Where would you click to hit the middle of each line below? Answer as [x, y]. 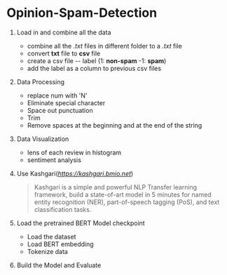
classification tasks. [63, 209]
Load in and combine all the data [64, 32]
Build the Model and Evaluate [59, 265]
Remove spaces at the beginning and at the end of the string [115, 125]
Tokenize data [47, 251]
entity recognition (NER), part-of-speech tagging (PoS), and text [127, 202]
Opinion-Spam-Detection [82, 13]
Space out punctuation [60, 110]
